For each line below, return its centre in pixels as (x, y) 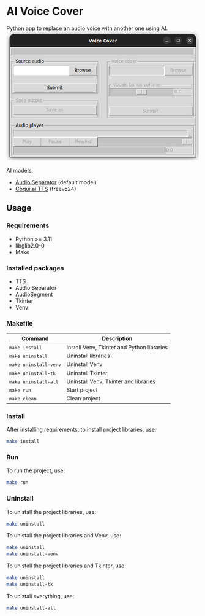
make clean (23, 399)
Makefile (20, 323)
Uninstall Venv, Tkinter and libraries (111, 381)
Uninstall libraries (88, 356)
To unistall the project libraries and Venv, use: (64, 536)
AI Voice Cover (45, 11)
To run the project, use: (36, 470)
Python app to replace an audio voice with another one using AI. (87, 28)
